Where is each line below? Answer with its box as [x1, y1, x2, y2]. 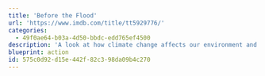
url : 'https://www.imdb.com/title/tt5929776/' [8, 19, 165, 27]
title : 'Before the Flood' [8, 11, 98, 20]
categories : [8, 26, 48, 34]
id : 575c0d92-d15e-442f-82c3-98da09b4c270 [8, 56, 151, 64]
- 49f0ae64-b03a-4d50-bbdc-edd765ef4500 [15, 33, 151, 42]
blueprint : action [8, 48, 69, 56]
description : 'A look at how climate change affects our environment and [8, 41, 258, 49]
